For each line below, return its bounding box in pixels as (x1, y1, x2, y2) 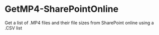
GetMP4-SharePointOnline (5, 3, 119, 15)
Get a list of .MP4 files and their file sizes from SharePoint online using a (5, 20, 154, 26)
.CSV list (5, 25, 22, 31)
